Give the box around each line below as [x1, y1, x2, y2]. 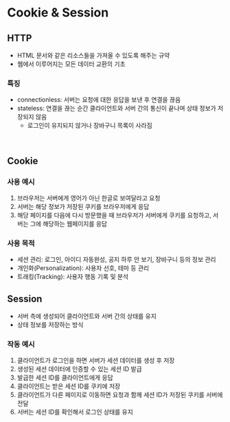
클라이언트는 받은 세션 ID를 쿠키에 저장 [16, 382, 121, 390]
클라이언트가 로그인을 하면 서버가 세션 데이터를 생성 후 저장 [16, 356, 175, 365]
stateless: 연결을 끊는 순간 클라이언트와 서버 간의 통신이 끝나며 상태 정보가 [16, 104, 216, 113]
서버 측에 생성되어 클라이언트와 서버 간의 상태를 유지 [16, 312, 157, 320]
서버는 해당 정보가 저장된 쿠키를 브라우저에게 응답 [16, 202, 150, 210]
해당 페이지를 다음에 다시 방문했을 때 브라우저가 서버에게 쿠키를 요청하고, [16, 211, 211, 219]
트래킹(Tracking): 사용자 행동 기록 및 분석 [16, 273, 129, 281]
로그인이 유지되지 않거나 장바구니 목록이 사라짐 [27, 122, 152, 130]
